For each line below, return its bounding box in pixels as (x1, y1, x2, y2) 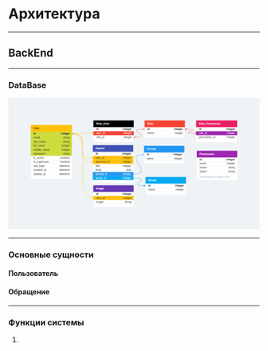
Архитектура (8, 5, 101, 23)
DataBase (8, 79, 47, 90)
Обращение (8, 286, 50, 296)
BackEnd (8, 46, 53, 60)
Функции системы (8, 317, 85, 328)
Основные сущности (8, 249, 94, 260)
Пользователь (8, 269, 58, 278)
